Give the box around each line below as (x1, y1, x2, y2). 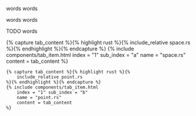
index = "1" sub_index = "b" (16, 90, 88, 95)
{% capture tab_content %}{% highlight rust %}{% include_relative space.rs (6, 39, 191, 46)
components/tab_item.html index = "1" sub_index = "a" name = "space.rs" (6, 52, 186, 58)
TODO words (6, 28, 38, 35)
